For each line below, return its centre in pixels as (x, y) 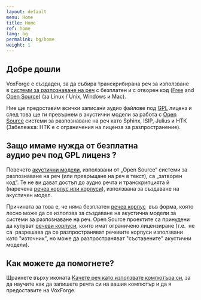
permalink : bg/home (31, 39)
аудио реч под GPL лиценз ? (61, 155)
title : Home (21, 23)
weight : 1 (19, 45)
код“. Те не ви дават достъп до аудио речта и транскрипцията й (88, 182)
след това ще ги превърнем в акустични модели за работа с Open (92, 114)
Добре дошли (33, 69)
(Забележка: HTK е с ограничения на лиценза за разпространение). (94, 127)
